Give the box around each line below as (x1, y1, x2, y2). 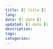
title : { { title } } (5, 7, 46, 13)
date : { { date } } (5, 17, 42, 22)
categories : (5, 36, 30, 41)
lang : (5, 12, 17, 17)
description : (5, 27, 33, 32)
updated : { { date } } (5, 21, 49, 27)
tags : (5, 31, 17, 36)
